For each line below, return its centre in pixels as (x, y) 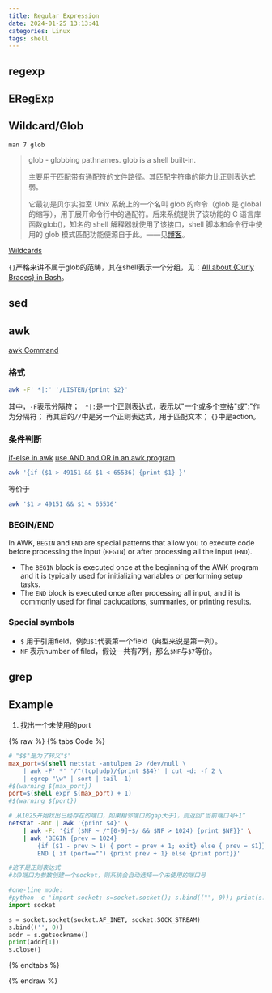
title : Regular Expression (54, 16)
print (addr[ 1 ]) (34, 942)
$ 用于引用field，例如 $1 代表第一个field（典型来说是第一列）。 (121, 641)
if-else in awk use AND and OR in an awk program (92, 457)
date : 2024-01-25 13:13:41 (54, 23)
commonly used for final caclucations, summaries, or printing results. (136, 601)
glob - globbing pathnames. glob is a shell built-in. (112, 159)
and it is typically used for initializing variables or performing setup (131, 575)
